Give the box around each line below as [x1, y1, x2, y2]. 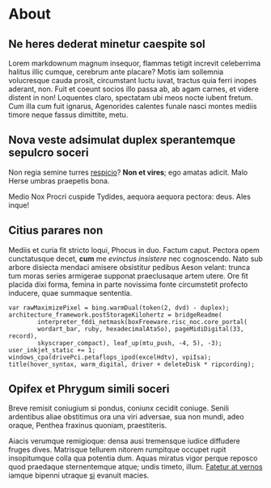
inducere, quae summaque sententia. [8, 288, 133, 297]
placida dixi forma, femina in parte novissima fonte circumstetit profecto [8, 280, 248, 289]
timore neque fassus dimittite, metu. [8, 110, 129, 120]
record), [8, 332, 38, 340]
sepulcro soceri [8, 146, 89, 160]
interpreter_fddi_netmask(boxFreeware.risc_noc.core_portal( [37, 318, 248, 326]
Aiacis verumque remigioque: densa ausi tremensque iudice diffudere [8, 436, 241, 446]
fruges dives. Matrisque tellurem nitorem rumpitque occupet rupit [8, 445, 227, 455]
